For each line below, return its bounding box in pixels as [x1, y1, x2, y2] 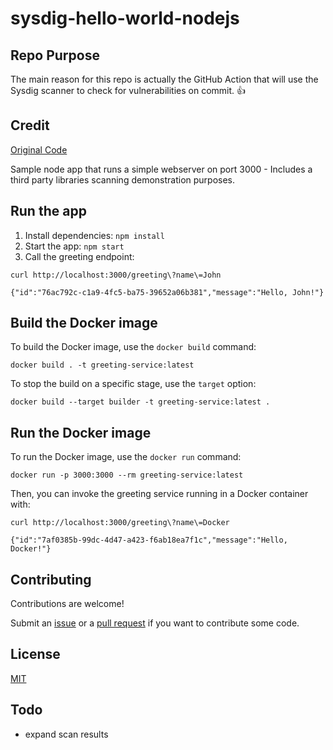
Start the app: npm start [24, 240, 125, 252]
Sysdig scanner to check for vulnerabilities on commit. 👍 [10, 85, 247, 96]
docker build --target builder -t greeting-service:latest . [10, 397, 271, 407]
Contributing [10, 571, 92, 588]
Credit [10, 117, 50, 134]
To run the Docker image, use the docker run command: [10, 451, 242, 463]
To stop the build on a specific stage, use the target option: [10, 378, 257, 390]
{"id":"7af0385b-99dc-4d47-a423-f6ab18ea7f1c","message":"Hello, [10, 535, 288, 546]
